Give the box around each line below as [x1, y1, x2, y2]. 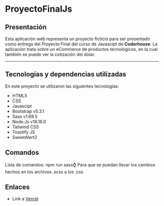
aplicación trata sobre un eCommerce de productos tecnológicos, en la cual [5, 46, 158, 52]
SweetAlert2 [12, 134, 38, 140]
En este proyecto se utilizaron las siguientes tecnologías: [5, 83, 120, 89]
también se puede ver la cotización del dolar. [5, 51, 96, 57]
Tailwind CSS [12, 124, 39, 130]
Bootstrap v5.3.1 [12, 108, 45, 114]
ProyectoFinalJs [5, 3, 72, 15]
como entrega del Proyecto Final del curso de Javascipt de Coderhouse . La [5, 41, 158, 47]
